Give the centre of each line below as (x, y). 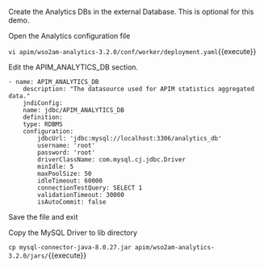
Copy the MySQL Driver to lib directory (73, 232)
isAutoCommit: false (72, 202)
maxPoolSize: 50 (65, 174)
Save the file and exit (43, 217)
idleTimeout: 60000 (70, 181)
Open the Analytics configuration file (69, 36)
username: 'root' (66, 145)
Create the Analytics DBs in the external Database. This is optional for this (131, 12)
